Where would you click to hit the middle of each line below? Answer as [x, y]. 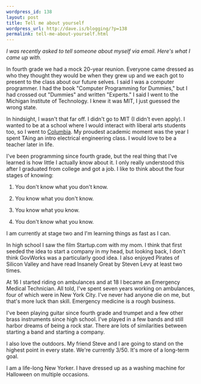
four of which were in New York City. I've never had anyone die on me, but [98, 295]
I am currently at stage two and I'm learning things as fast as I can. [88, 233]
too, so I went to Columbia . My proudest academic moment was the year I [97, 132]
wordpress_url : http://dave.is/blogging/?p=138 [67, 28]
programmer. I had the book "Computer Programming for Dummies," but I [97, 88]
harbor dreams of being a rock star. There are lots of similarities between [97, 326]
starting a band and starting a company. [55, 332]
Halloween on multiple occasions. [48, 374]
